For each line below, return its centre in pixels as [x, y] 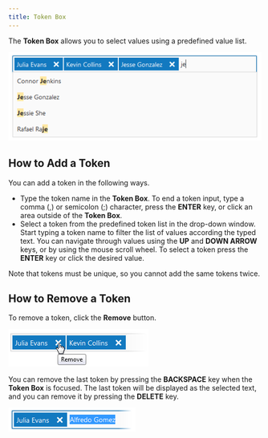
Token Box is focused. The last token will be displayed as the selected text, [132, 388]
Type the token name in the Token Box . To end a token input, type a [132, 198]
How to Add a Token [59, 163]
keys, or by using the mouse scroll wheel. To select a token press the [134, 249]
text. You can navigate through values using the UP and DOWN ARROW [138, 241]
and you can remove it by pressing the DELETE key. [93, 396]
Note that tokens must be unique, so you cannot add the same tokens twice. [134, 274]
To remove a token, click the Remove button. [82, 318]
